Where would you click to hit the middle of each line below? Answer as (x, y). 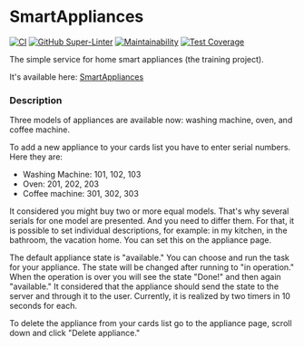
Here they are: (36, 157)
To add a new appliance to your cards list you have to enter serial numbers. (150, 148)
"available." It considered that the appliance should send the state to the (144, 286)
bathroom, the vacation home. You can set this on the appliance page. (141, 240)
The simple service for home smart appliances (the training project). (137, 59)
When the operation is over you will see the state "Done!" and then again (145, 277)
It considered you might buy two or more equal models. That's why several (149, 211)
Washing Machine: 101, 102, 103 (82, 175)
